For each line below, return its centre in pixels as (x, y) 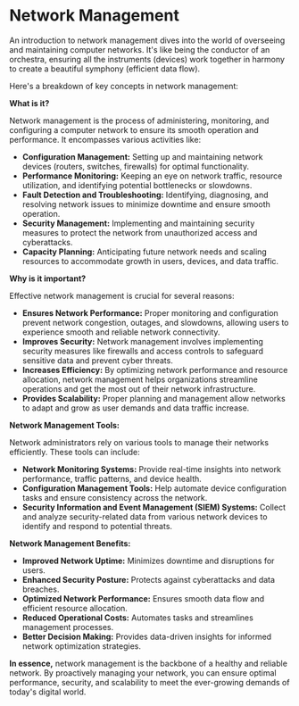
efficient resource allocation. (75, 608)
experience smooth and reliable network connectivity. (121, 332)
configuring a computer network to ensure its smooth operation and (134, 129)
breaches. (41, 589)
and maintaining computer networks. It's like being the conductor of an (140, 49)
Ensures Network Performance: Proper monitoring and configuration (150, 312)
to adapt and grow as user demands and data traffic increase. (136, 408)
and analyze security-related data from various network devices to (145, 516)
